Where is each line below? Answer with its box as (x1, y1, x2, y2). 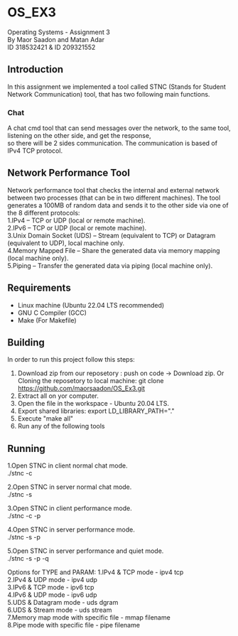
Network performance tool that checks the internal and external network (7, 185, 220, 194)
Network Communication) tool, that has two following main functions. (7, 90, 210, 98)
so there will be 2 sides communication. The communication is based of (7, 139, 218, 148)
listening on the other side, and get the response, (7, 131, 151, 140)
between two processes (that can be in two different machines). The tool (7, 193, 221, 202)
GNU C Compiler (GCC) (17, 308, 87, 317)
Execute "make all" (17, 414, 73, 423)
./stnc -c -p (7, 512, 41, 520)
